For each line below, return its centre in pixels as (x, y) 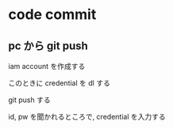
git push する (29, 100)
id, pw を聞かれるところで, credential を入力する (87, 117)
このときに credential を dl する (60, 83)
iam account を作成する (47, 66)
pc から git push (48, 46)
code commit (52, 15)
